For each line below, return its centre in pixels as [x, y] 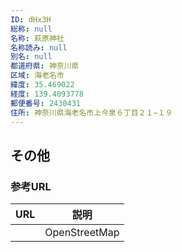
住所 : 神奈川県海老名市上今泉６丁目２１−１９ [91, 112]
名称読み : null [39, 47]
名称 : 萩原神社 [37, 38]
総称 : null [31, 29]
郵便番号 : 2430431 [46, 103]
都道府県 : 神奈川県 [45, 66]
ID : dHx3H [31, 19]
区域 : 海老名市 [37, 76]
